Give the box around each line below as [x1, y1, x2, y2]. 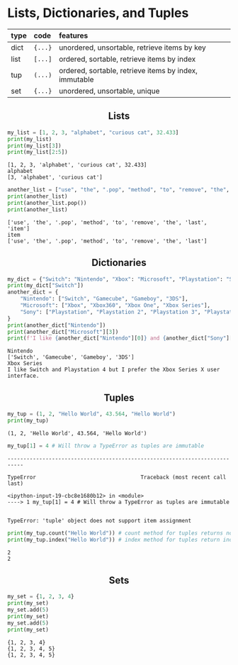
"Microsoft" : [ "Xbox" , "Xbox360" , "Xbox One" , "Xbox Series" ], [20, 302, 211, 309]
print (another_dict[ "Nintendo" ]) [7, 321, 106, 329]
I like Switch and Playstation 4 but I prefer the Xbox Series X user [7, 367, 220, 374]
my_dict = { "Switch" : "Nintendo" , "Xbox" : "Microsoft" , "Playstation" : [7, 275, 223, 283]
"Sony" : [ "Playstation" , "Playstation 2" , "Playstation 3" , [20, 308, 201, 315]
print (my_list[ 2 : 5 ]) [7, 149, 69, 156]
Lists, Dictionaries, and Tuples [7, 5, 189, 21]
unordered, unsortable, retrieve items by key [59, 43, 207, 52]
